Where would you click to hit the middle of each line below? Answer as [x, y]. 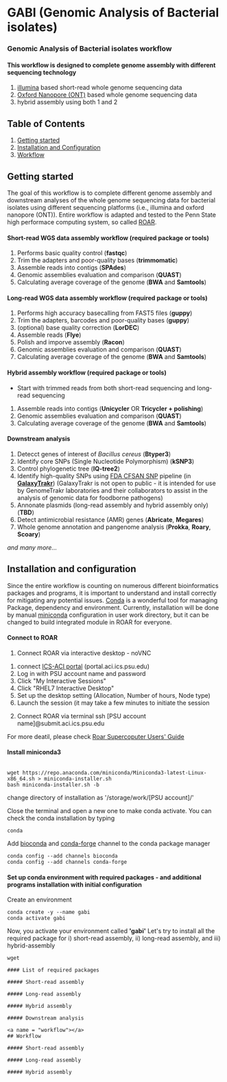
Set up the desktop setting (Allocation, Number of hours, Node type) [113, 695]
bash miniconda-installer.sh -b [53, 785]
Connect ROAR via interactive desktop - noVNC [84, 652]
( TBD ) [25, 512]
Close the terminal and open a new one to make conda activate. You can [109, 810]
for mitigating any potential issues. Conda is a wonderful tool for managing [112, 600]
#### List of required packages [53, 970]
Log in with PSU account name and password [81, 673]
